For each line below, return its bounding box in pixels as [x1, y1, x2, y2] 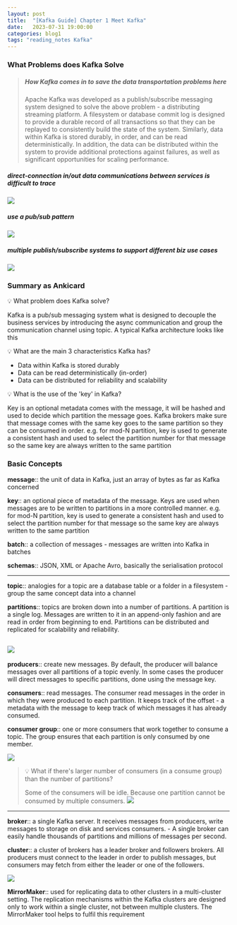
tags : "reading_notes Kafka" [7, 37, 93, 44]
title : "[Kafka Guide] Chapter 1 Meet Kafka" [7, 17, 147, 24]
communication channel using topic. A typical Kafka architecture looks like [7, 326, 224, 334]
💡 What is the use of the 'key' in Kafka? [7, 389, 122, 399]
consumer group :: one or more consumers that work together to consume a [7, 725, 229, 734]
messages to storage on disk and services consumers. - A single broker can [7, 825, 229, 833]
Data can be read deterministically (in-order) [17, 368, 147, 377]
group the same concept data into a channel [7, 588, 136, 597]
